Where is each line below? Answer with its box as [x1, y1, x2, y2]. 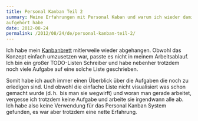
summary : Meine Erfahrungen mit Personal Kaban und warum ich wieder [6, 14, 181, 20]
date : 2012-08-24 [6, 25, 49, 31]
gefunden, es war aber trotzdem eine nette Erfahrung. [6, 109, 137, 116]
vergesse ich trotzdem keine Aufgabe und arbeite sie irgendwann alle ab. [6, 96, 184, 103]
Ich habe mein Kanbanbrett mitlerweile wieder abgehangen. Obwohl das [6, 47, 181, 54]
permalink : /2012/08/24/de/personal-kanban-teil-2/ [6, 31, 136, 37]
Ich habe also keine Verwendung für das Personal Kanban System [6, 102, 167, 109]
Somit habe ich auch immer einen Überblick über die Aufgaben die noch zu [6, 77, 189, 84]
